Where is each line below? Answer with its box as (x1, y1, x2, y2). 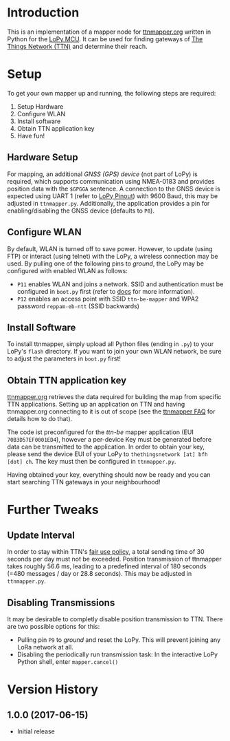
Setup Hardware (16, 102, 64, 111)
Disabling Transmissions (7, 597, 115, 608)
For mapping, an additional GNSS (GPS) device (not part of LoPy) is (7, 170, 198, 178)
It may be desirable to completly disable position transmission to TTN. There (7, 614, 223, 623)
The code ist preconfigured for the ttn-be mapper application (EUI (7, 428, 194, 436)
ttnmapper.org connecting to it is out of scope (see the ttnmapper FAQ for (7, 407, 216, 416)
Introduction (7, 5, 80, 21)
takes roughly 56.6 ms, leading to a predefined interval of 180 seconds (7, 562, 207, 570)
